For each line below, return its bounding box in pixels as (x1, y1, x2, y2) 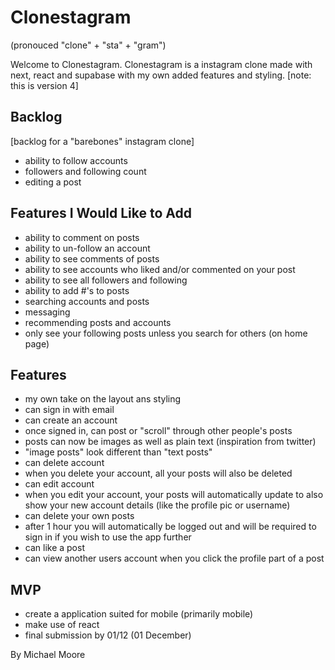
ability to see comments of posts (24, 252, 160, 265)
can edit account (24, 478, 95, 490)
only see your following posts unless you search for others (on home (24, 327, 308, 339)
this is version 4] (10, 79, 79, 91)
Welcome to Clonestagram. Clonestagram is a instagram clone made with (10, 58, 313, 70)
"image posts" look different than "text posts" (24, 446, 213, 458)
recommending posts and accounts (24, 316, 172, 328)
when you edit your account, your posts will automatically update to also (24, 489, 324, 501)
